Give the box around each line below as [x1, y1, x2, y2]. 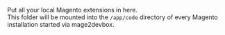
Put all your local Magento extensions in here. [7, 6, 137, 14]
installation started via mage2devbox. [7, 21, 115, 28]
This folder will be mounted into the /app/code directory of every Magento [7, 13, 218, 21]
